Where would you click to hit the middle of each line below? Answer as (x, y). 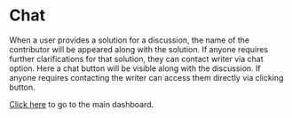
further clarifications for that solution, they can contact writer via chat (136, 59)
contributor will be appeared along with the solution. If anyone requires (139, 49)
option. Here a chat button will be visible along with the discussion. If (135, 68)
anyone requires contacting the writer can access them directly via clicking (146, 77)
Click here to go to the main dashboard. (82, 104)
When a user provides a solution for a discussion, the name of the (130, 40)
